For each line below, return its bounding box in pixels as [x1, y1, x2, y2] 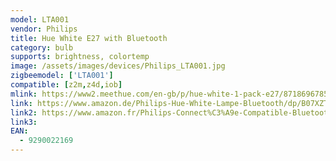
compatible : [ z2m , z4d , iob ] [10, 80, 123, 90]
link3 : [10, 117, 38, 127]
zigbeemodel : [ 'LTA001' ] [10, 71, 114, 81]
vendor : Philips [10, 24, 78, 34]
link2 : [10, 107, 38, 118]
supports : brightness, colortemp [10, 52, 150, 62]
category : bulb [10, 42, 74, 53]
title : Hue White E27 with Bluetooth [10, 33, 168, 43]
